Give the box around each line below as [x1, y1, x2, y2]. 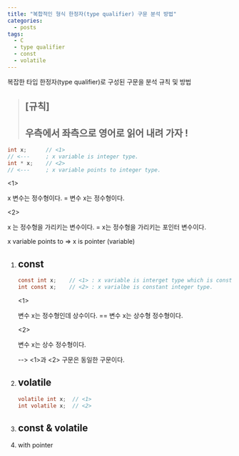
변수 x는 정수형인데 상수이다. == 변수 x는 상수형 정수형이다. [17, 312, 183, 320]
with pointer [17, 441, 54, 450]
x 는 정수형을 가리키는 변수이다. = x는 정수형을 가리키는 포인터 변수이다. [7, 223, 207, 232]
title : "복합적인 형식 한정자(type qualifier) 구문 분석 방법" [7, 10, 177, 18]
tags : [7, 30, 24, 38]
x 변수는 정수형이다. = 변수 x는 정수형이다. [7, 194, 125, 202]
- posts [14, 24, 37, 31]
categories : [7, 17, 43, 24]
